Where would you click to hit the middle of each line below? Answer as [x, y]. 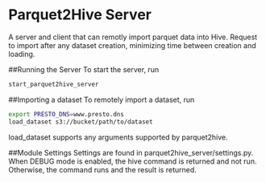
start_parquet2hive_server [54, 84]
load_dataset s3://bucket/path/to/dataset [81, 122]
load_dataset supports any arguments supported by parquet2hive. [118, 137]
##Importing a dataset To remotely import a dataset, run [102, 99]
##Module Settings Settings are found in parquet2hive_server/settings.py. [131, 152]
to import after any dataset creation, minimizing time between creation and [132, 45]
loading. [22, 54]
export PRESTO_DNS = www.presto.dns [66, 114]
